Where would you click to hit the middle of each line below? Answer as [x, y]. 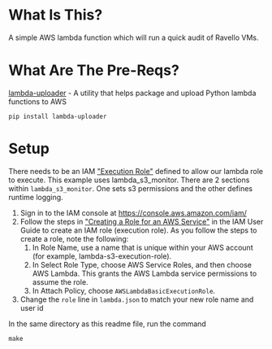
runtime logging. [36, 197]
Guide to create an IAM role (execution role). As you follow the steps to [138, 230]
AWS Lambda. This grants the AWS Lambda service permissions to [145, 273]
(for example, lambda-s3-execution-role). [102, 256]
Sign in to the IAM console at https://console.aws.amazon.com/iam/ [134, 212]
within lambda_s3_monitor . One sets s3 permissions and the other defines [131, 188]
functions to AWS [38, 101]
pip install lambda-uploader [58, 116]
